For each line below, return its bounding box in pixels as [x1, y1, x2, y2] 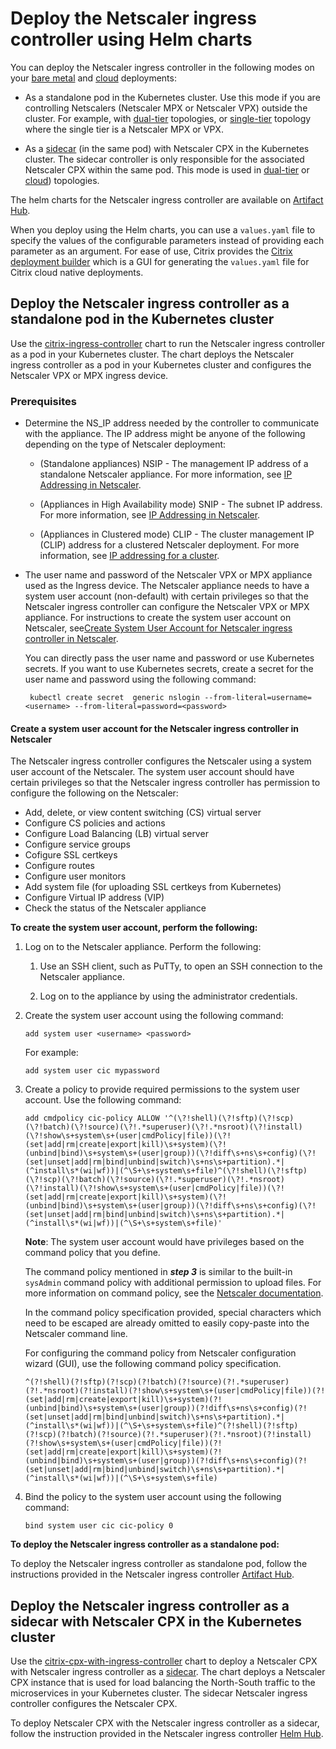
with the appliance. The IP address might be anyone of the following [24, 428, 306, 440]
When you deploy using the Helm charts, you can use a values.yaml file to [10, 223, 316, 236]
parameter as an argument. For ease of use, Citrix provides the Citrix [10, 245, 293, 257]
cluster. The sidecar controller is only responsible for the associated [24, 153, 305, 165]
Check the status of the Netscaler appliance [24, 902, 207, 914]
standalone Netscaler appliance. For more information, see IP [39, 468, 293, 481]
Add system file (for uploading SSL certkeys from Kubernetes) [24, 881, 282, 893]
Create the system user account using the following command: [24, 1010, 284, 1022]
